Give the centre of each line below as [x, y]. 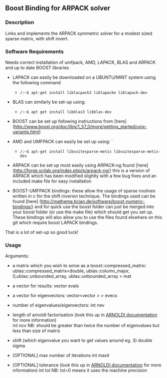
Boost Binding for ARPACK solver [58, 8]
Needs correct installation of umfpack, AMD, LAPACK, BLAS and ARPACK [81, 62]
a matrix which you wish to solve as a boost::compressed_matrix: [79, 266]
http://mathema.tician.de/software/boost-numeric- [93, 201]
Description [20, 22]
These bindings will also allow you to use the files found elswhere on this [87, 217]
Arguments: [17, 256]
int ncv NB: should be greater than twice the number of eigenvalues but [86, 326]
